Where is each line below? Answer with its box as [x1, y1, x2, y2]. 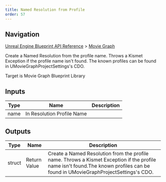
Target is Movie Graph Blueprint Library [5, 73, 85, 79]
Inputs [5, 87, 26, 95]
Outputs [5, 127, 31, 136]
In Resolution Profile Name [25, 110, 87, 117]
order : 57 [5, 12, 26, 17]
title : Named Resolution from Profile [5, 7, 85, 12]
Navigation [5, 30, 40, 39]
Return [26, 156, 42, 163]
